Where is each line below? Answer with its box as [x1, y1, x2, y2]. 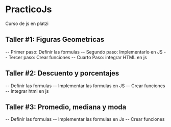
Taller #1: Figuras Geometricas [5, 35, 105, 44]
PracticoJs [5, 4, 52, 15]
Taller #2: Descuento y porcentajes [5, 69, 119, 78]
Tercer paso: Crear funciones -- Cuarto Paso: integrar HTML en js [8, 54, 147, 60]
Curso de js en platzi [5, 20, 48, 27]
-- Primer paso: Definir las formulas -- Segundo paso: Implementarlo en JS [5, 48, 163, 55]
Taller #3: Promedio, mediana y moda [5, 103, 127, 111]
